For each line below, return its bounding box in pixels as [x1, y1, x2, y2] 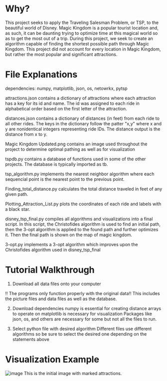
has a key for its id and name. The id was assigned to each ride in [5, 100, 140, 106]
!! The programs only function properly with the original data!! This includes [5, 290, 161, 296]
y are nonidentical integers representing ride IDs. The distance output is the [5, 126, 161, 132]
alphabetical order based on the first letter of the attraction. [5, 105, 127, 111]
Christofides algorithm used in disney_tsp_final [5, 247, 101, 253]
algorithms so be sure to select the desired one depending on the [12, 331, 147, 337]
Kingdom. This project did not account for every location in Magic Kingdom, [5, 46, 161, 52]
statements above [12, 336, 50, 342]
